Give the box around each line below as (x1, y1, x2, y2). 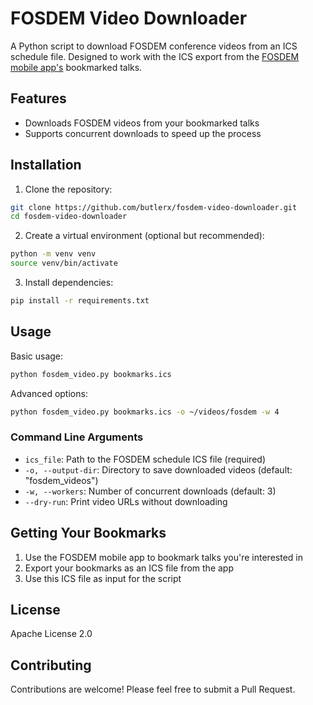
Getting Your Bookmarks (10, 525, 167, 542)
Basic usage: (10, 350, 64, 362)
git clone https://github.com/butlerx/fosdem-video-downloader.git (10, 202, 298, 212)
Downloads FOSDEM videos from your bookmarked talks (24, 117, 260, 129)
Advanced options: (10, 387, 88, 399)
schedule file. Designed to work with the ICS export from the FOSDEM (10, 50, 300, 62)
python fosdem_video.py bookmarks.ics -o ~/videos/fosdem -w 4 (10, 407, 280, 417)
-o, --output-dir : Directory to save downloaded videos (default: (24, 463, 293, 476)
